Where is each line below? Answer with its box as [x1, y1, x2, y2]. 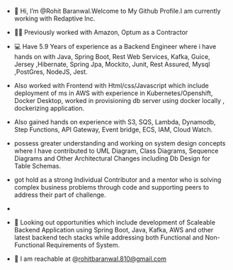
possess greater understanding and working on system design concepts [13, 139, 226, 147]
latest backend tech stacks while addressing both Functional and [13, 233, 204, 242]
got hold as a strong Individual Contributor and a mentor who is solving [13, 175, 222, 184]
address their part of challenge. [13, 190, 106, 199]
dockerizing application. [13, 104, 85, 112]
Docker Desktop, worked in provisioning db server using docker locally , [13, 97, 225, 104]
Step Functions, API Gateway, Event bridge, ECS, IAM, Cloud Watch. [13, 125, 213, 134]
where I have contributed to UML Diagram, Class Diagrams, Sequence [13, 146, 219, 155]
